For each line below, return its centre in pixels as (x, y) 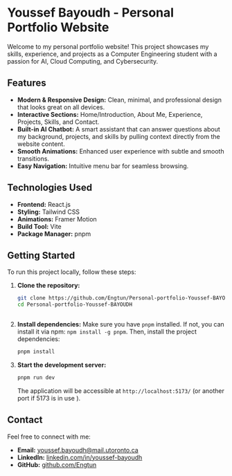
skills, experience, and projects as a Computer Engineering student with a (112, 54)
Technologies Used (50, 188)
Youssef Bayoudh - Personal (91, 13)
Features (27, 83)
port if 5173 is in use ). (49, 398)
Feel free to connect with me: (49, 437)
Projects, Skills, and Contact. (58, 122)
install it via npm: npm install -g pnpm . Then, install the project (107, 331)
